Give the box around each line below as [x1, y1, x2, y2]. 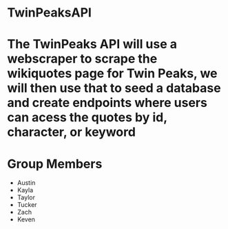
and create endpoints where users [7, 95, 208, 111]
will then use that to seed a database [7, 81, 222, 96]
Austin [17, 179, 36, 187]
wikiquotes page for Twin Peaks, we [7, 66, 218, 81]
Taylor [17, 193, 36, 201]
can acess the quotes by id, [7, 110, 167, 126]
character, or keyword [7, 124, 136, 140]
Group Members [7, 156, 103, 172]
